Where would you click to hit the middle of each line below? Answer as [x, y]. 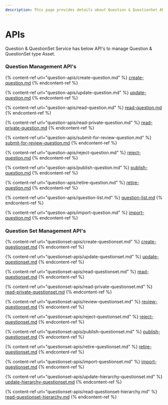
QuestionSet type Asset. [30, 53]
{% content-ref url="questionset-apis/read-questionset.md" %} [71, 272]
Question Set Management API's [45, 230]
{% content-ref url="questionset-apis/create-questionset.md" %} [73, 242]
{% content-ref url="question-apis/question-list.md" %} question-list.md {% [84, 197]
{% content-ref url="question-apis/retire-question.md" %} [65, 182]
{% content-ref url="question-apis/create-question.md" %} [66, 77]
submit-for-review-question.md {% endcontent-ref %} [61, 142]
